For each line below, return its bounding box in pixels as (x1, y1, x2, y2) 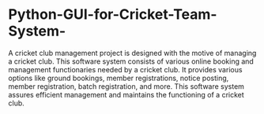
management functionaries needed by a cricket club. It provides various (8, 64, 243, 74)
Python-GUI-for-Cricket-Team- (8, 6, 217, 24)
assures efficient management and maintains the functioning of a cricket (8, 90, 245, 99)
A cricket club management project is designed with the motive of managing (8, 48, 257, 57)
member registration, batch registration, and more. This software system (8, 81, 245, 91)
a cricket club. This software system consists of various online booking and (8, 57, 255, 66)
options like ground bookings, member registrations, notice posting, (8, 73, 229, 83)
